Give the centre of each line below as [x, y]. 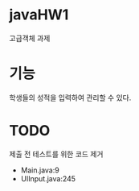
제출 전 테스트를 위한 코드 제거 [56, 154]
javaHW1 [39, 15]
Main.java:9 [40, 170]
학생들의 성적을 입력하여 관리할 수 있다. [70, 98]
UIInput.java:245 [48, 178]
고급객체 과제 [30, 38]
